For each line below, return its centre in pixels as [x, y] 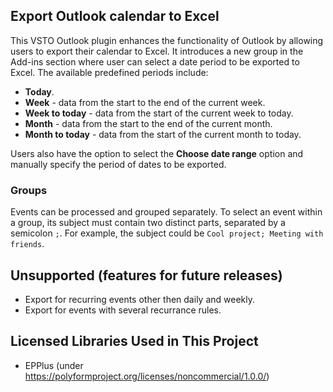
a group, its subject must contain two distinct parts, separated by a [148, 223]
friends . [27, 244]
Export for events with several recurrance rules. [123, 310]
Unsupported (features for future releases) [146, 275]
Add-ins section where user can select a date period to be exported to [155, 61]
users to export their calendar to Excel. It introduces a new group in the [157, 51]
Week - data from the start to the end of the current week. [145, 102]
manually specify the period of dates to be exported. [118, 164]
